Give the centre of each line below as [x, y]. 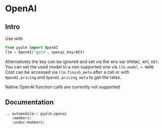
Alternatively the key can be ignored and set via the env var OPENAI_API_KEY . [82, 62]
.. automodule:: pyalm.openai [36, 114]
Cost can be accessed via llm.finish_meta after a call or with [67, 72]
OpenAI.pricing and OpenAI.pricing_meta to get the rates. [63, 77]
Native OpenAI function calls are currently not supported [63, 87]
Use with [14, 38]
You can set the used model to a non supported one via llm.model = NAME [80, 66]
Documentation [30, 102]
